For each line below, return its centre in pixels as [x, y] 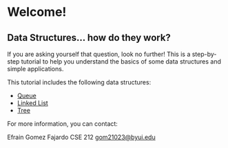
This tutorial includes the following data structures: [79, 82]
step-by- [204, 54]
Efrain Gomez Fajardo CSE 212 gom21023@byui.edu [82, 137]
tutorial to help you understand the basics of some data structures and [121, 62]
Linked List [32, 103]
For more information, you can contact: [63, 124]
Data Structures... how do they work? [89, 38]
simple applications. [35, 69]
